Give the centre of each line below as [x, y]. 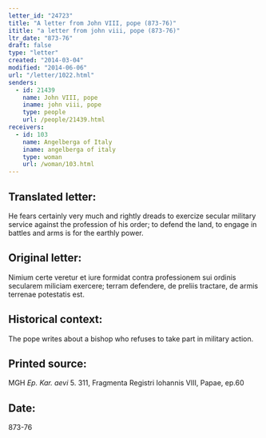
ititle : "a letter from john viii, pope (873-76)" [94, 30]
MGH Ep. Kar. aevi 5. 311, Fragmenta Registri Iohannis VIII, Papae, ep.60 [126, 383]
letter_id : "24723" [41, 16]
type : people [44, 113]
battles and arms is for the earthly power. [76, 233]
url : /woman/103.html [58, 165]
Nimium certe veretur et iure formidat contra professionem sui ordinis [122, 277]
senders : [23, 82]
